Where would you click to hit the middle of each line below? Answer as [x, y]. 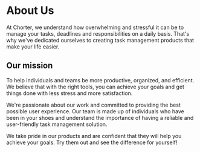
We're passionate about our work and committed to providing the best [94, 105]
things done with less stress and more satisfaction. [69, 93]
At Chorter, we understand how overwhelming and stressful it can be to [95, 27]
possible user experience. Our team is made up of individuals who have [95, 111]
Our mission [30, 66]
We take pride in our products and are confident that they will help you [94, 136]
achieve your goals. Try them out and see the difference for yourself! [92, 142]
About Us [30, 11]
